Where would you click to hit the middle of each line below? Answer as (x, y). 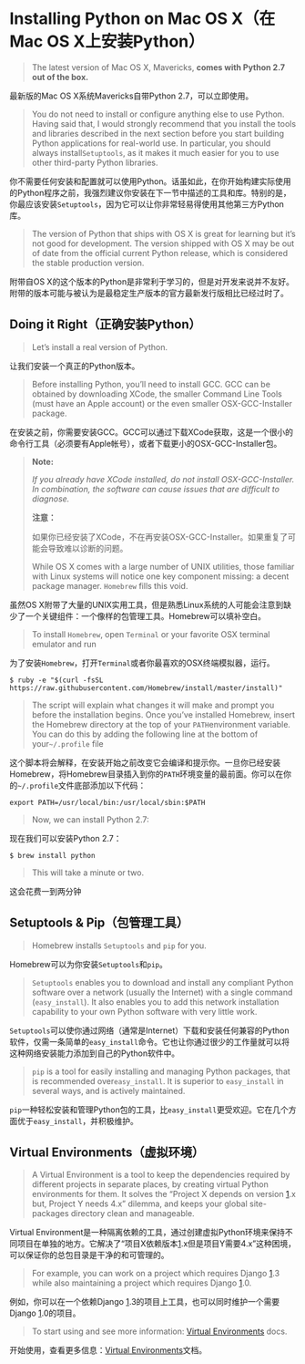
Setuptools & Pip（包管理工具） (99, 923)
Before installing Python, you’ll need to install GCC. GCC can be (151, 384)
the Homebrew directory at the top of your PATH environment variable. (161, 724)
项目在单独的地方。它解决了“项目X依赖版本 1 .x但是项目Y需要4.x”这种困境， (157, 1244)
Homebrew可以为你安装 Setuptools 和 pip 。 (89, 964)
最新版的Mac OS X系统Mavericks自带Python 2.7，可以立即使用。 (132, 96)
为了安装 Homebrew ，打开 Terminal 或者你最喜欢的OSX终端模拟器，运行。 (142, 663)
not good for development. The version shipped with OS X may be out (163, 243)
